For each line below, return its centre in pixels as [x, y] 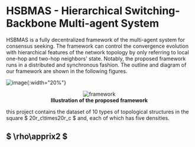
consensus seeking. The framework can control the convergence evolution [97, 46]
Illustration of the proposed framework [99, 100]
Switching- [152, 11]
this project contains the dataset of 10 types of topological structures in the [97, 112]
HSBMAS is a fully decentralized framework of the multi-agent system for [95, 40]
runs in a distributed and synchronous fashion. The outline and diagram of [96, 65]
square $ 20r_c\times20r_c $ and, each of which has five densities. [88, 118]
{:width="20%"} [47, 82]
